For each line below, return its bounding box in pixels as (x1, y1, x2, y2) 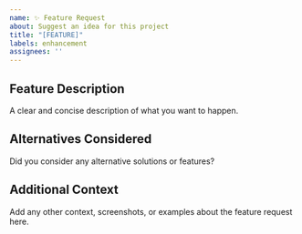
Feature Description (9, 81, 125, 97)
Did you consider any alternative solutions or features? (9, 156, 215, 167)
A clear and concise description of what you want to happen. (9, 105, 239, 116)
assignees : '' (9, 47, 64, 56)
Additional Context (9, 182, 119, 198)
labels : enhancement (9, 38, 89, 48)
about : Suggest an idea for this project (9, 22, 170, 31)
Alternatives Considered (9, 131, 152, 147)
